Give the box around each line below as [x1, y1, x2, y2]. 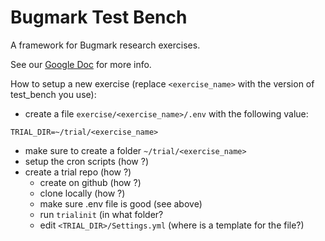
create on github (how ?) [39, 176, 142, 188]
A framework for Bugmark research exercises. [10, 39, 201, 51]
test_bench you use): [10, 88, 97, 100]
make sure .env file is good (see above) [39, 197, 203, 210]
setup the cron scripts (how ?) [24, 155, 150, 167]
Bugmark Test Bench [10, 6, 188, 29]
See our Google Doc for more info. [10, 58, 152, 70]
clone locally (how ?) [39, 187, 126, 199]
